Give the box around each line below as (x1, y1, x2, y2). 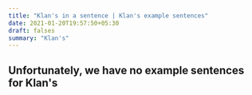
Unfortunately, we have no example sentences (8, 63, 245, 77)
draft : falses (8, 26, 56, 34)
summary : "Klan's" (8, 34, 69, 42)
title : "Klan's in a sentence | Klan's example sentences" (8, 11, 209, 20)
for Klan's (8, 76, 58, 89)
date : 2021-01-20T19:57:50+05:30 (8, 19, 120, 27)
